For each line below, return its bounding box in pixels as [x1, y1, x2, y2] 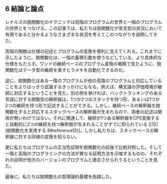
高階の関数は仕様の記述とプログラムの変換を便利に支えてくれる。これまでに [5, 48, 162, 54]
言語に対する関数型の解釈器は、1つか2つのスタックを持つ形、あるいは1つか [5, 96, 160, 102]
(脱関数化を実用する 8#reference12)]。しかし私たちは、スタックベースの [5, 127, 155, 133]
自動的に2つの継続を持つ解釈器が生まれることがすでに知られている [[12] [9, 121, 158, 127]
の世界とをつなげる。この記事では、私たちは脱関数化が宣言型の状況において [5, 25, 163, 31]
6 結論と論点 [5, 4, 44, 13]
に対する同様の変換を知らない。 [13, 134, 80, 140]
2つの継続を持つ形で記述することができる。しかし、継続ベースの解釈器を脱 [5, 102, 161, 108]
